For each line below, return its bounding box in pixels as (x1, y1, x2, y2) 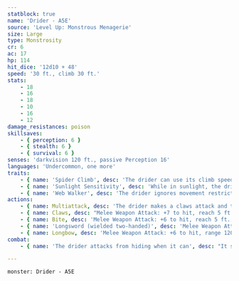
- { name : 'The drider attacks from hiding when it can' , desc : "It (20, 242, 228, 250)
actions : (7, 196, 33, 203)
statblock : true (7, 10, 55, 18)
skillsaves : (7, 130, 43, 137)
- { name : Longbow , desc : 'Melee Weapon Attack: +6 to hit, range (20, 229, 221, 236)
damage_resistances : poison (7, 123, 91, 131)
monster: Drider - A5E (7, 268, 75, 275)
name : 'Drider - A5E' (7, 17, 72, 24)
